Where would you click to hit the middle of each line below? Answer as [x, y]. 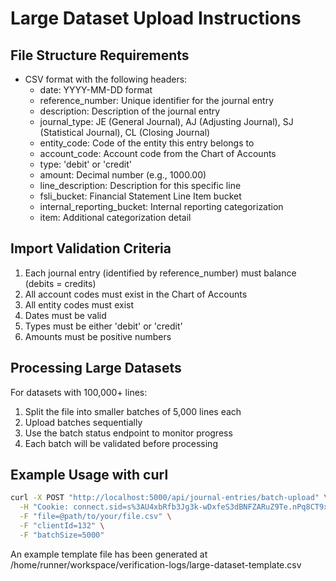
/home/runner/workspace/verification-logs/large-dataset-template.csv [156, 564]
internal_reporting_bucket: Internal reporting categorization [161, 206]
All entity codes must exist [79, 304]
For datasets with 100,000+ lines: [79, 392]
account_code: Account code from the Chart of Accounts [158, 153]
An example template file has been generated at [109, 554]
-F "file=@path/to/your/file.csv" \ [95, 517]
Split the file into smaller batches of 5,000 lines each [133, 411]
